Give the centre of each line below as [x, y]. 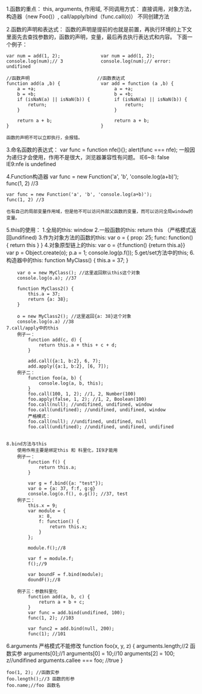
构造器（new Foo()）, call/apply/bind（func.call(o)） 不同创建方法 [88, 16]
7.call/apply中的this [33, 328]
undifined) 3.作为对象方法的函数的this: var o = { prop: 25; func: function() [102, 237]
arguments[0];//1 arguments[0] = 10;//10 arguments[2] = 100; [99, 653]
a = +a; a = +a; [75, 89]
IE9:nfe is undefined [31, 164]
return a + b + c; [62, 602]
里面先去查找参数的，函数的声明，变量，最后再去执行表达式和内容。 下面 [97, 37]
